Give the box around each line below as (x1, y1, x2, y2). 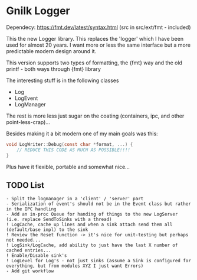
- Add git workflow (6, 268, 54, 274)
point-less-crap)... (6, 118, 50, 125)
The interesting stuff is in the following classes (6, 77, 119, 84)
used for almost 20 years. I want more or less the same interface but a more (6, 41, 191, 48)
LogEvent (14, 95, 38, 102)
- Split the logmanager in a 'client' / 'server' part (6, 196, 144, 202)
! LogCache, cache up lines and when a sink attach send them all (6, 222, 173, 228)
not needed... (6, 237, 41, 243)
